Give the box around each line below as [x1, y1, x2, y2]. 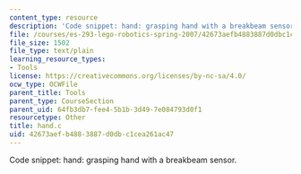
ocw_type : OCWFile [9, 80, 78, 89]
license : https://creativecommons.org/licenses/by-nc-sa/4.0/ [9, 72, 246, 81]
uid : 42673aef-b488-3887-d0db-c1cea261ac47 [9, 130, 175, 139]
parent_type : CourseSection [9, 96, 115, 106]
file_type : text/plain [9, 47, 94, 56]
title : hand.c [9, 122, 63, 131]
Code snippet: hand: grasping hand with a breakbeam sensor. [9, 154, 237, 165]
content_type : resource [9, 13, 99, 22]
